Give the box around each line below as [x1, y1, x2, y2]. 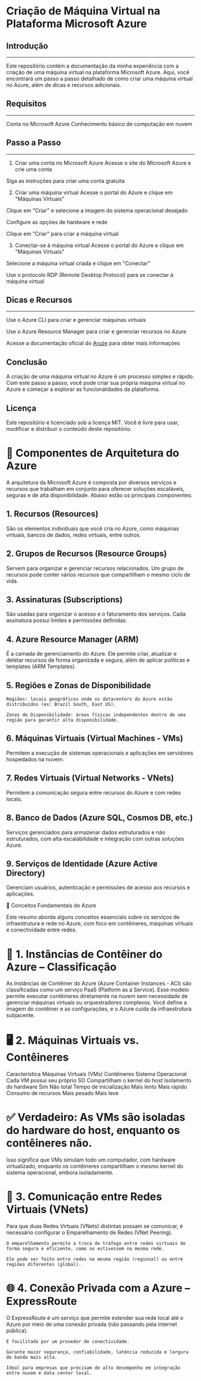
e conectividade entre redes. [6, 926, 77, 933]
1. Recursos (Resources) [6, 509, 99, 519]
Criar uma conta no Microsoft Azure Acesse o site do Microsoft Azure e [14, 159, 191, 166]
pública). [6, 1327, 28, 1334]
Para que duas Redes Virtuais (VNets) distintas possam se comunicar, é [6, 1223, 184, 1230]
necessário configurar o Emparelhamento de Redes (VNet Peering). [6, 1229, 173, 1236]
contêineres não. [6, 1136, 93, 1150]
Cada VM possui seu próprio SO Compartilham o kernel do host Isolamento [6, 1077, 191, 1084]
